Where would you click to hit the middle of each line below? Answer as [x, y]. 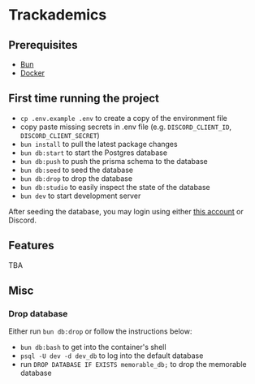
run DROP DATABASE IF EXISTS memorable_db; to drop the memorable [133, 365]
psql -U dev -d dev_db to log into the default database [112, 356]
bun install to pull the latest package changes [99, 144]
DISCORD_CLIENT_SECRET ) [60, 135]
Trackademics [58, 15]
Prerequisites [43, 45]
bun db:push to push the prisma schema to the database [114, 161]
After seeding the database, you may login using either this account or [126, 211]
